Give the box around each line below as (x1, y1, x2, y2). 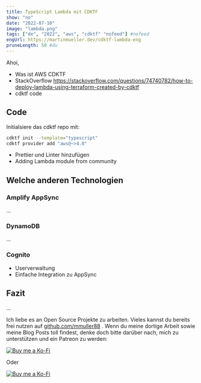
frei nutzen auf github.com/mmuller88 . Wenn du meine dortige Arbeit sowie (6, 322, 196, 329)
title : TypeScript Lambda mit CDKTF (6, 8, 98, 15)
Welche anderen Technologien (6, 175, 123, 185)
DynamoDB (6, 222, 40, 231)
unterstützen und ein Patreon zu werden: (6, 335, 108, 342)
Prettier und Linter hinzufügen (14, 151, 90, 158)
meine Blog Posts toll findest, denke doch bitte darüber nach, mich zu (6, 329, 179, 336)
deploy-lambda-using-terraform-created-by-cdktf (14, 83, 140, 90)
